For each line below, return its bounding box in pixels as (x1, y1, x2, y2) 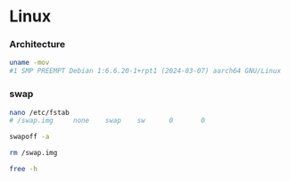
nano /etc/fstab (9, 108, 70, 117)
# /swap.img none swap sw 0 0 (9, 116, 205, 126)
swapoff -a (9, 132, 50, 142)
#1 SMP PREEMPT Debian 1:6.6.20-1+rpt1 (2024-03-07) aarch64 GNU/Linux (9, 67, 281, 76)
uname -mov (9, 58, 50, 68)
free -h (9, 165, 38, 174)
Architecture (9, 38, 66, 51)
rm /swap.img (9, 149, 58, 158)
